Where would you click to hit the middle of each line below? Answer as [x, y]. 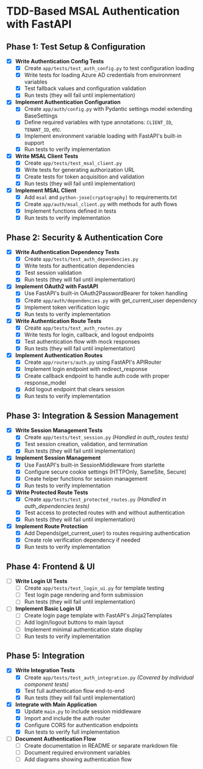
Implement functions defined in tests [70, 211]
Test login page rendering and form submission [84, 595]
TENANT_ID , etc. [43, 129]
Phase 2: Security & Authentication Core [85, 237]
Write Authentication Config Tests [59, 61]
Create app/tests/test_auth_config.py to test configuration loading [109, 68]
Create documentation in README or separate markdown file [101, 746]
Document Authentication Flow [55, 739]
